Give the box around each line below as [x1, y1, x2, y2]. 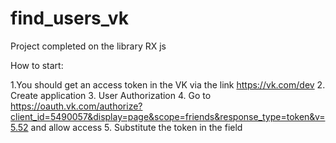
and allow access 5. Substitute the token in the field [30, 121, 243, 133]
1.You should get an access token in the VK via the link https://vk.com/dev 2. [10, 78, 326, 91]
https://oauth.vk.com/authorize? [10, 100, 143, 112]
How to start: [10, 59, 64, 71]
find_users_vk [10, 7, 129, 30]
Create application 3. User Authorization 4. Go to [10, 89, 212, 101]
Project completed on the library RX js [10, 40, 167, 52]
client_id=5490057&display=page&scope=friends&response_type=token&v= [10, 110, 326, 122]
